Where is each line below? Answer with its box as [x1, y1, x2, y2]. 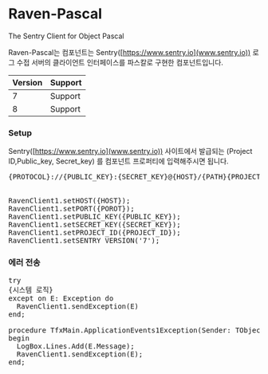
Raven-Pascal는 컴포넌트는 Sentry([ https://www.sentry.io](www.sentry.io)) [8, 47, 251, 57]
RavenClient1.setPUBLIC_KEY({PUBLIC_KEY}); [8, 212, 181, 222]
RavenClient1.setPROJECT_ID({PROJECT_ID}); [8, 228, 181, 238]
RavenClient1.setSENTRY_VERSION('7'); [8, 236, 160, 246]
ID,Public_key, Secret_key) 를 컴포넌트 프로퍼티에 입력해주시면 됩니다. [8, 156, 229, 166]
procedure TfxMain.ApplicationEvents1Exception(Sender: [8, 325, 231, 335]
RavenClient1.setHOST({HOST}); [8, 196, 131, 206]
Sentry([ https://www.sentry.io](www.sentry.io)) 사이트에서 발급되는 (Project [8, 147, 253, 156]
